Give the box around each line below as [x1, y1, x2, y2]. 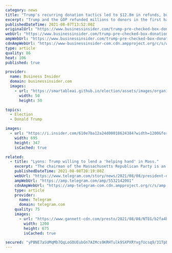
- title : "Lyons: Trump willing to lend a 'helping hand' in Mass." [10, 159, 159, 164]
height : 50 [18, 98, 42, 103]
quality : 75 [14, 207, 40, 212]
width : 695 [14, 135, 38, 141]
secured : [5, 240, 24, 245]
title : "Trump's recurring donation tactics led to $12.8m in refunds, [5, 12, 161, 17]
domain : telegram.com [18, 202, 66, 207]
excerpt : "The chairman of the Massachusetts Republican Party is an [14, 164, 166, 169]
